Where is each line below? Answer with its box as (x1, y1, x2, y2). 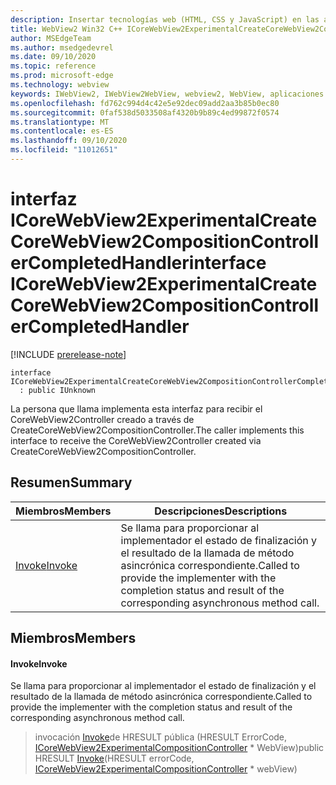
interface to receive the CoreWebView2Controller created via (10, 434, 262, 446)
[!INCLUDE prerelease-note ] (10, 348, 127, 360)
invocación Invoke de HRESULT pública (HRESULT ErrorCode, (34, 731, 288, 743)
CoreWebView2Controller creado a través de (10, 413, 195, 425)
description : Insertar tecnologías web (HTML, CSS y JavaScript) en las (10, 14, 320, 25)
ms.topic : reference (10, 61, 97, 71)
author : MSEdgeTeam (10, 33, 92, 43)
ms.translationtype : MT (10, 117, 110, 127)
